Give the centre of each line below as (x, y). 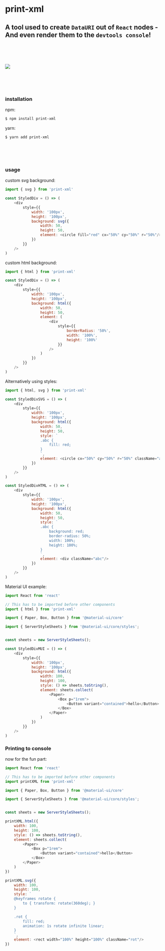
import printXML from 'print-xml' (41, 781)
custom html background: (31, 263)
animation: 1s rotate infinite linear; (64, 926)
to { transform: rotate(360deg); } (59, 903)
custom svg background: (30, 180)
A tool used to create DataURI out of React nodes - (82, 27)
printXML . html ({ (22, 821)
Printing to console (28, 748)
